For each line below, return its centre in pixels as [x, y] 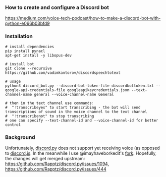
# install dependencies [30, 47]
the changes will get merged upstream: [45, 158]
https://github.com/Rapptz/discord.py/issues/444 [56, 169]
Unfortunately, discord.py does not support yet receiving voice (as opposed [83, 148]
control [13, 125]
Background [20, 137]
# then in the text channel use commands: [50, 103]
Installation [19, 36]
